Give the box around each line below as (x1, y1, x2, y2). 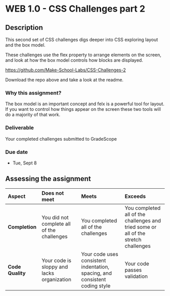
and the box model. (5, 42, 46, 48)
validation (124, 273, 148, 280)
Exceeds (124, 193, 146, 200)
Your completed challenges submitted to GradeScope (5, 136, 117, 142)
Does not (41, 189, 64, 196)
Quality (8, 269, 26, 276)
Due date (5, 148, 28, 155)
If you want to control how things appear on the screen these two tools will (5, 106, 161, 112)
